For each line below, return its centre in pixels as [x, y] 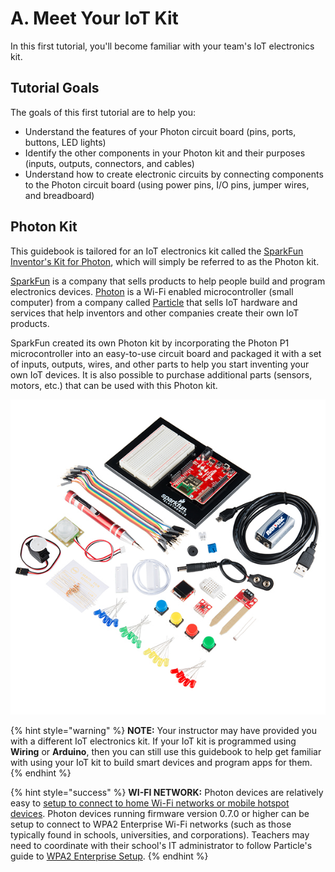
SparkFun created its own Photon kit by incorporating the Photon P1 [150, 343]
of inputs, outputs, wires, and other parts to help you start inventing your [160, 364]
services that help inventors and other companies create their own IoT [155, 313]
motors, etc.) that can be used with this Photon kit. [114, 385]
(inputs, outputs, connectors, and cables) [109, 163]
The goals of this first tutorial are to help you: [103, 112]
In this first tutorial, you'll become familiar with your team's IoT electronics [162, 46]
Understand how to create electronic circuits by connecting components [174, 174]
